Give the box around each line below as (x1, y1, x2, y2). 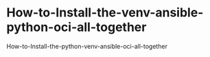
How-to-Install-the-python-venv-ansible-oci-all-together (6, 42, 167, 50)
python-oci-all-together (6, 19, 147, 35)
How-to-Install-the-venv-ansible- (6, 5, 204, 21)
